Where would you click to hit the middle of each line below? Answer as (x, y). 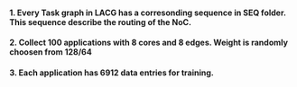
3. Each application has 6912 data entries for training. (111, 73)
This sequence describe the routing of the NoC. (101, 22)
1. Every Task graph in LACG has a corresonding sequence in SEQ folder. (148, 13)
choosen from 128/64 (51, 52)
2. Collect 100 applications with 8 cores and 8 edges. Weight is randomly (149, 43)
